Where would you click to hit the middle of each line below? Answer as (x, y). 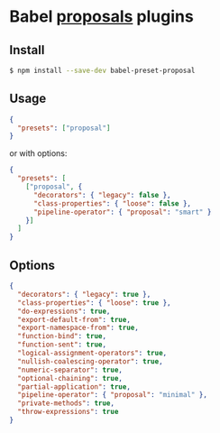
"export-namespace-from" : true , (78, 328)
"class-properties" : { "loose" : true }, (94, 303)
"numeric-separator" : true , (70, 370)
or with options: (38, 153)
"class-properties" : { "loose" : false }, (112, 203)
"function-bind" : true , (62, 336)
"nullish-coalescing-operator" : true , (91, 361)
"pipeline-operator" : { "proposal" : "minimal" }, (112, 395)
